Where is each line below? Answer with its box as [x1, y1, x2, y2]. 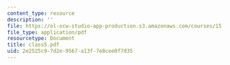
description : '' [7, 16, 53, 23]
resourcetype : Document [7, 35, 75, 42]
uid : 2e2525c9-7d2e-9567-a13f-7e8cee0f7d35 [7, 48, 133, 55]
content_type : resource [7, 9, 75, 17]
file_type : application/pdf [7, 28, 88, 36]
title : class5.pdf [7, 41, 60, 48]
